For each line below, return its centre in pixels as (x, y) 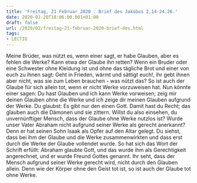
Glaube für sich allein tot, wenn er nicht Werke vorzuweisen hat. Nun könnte (98, 87)
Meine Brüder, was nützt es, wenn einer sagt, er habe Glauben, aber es (92, 56)
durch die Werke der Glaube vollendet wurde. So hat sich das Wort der (92, 143)
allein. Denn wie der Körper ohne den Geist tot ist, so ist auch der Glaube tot (98, 169)
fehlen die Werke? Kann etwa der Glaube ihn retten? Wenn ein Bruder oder (97, 62)
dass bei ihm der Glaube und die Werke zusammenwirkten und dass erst (94, 137)
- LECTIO (17, 39)
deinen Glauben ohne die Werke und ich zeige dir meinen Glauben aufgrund (98, 100)
